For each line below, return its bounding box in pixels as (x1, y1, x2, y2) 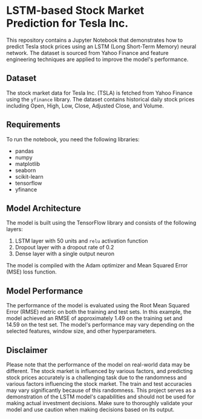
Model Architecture (6, 203, 82, 213)
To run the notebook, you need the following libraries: (6, 135, 140, 142)
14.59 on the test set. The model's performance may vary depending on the (6, 321, 195, 328)
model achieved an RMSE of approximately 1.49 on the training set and (6, 315, 183, 322)
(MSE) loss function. (6, 268, 57, 275)
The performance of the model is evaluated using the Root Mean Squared (6, 302, 190, 309)
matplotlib (15, 160, 41, 167)
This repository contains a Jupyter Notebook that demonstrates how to (6, 36, 183, 43)
